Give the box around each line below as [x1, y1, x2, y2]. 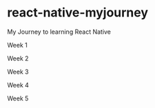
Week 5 [7, 94, 29, 102]
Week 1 [7, 41, 28, 49]
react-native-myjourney [7, 5, 149, 21]
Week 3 [7, 67, 29, 76]
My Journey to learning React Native [7, 28, 112, 36]
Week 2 [7, 54, 29, 63]
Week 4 [7, 80, 30, 89]
